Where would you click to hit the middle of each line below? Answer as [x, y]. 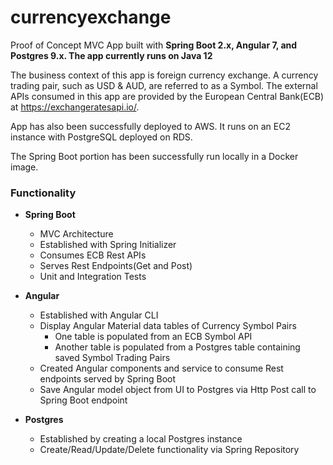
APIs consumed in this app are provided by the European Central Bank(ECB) [167, 96]
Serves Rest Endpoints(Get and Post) [116, 266]
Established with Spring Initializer [108, 245]
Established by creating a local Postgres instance [141, 439]
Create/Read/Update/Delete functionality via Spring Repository [169, 450]
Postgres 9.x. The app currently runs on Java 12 [111, 55]
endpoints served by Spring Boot [108, 379]
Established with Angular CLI [99, 315]
